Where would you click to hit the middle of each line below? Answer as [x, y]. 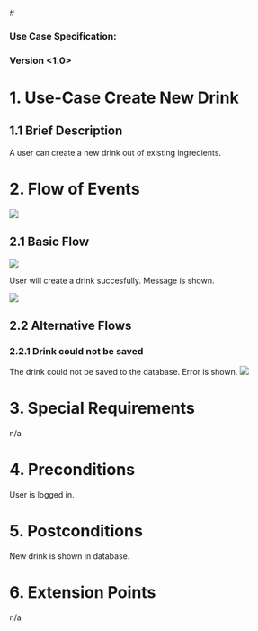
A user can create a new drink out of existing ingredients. [116, 152]
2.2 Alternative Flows [71, 325]
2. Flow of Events [75, 189]
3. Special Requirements [102, 408]
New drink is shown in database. [70, 556]
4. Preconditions [72, 470]
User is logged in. [42, 495]
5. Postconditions [76, 531]
